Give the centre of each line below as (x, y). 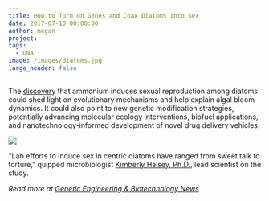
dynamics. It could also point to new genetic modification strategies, (121, 108)
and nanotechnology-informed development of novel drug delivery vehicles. (134, 125)
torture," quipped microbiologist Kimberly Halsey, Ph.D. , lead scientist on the (135, 164)
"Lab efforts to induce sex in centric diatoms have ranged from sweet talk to (134, 156)
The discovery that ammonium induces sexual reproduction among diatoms (133, 91)
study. (19, 173)
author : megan (32, 31)
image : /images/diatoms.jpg (55, 61)
